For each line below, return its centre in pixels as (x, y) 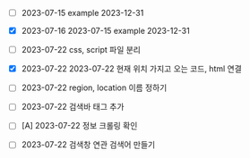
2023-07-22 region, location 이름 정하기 (94, 87)
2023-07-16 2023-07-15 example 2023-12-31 (105, 31)
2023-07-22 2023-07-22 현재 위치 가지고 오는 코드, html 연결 (132, 69)
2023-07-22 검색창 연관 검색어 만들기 (88, 145)
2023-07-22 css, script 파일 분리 (81, 50)
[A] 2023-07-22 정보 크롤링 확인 (79, 126)
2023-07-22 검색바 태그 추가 (73, 107)
